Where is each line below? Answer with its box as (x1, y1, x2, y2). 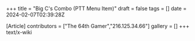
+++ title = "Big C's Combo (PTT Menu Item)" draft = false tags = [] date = (6, 5, 187, 12)
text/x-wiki (6, 29, 32, 36)
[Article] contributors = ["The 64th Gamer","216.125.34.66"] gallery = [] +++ (6, 23, 190, 29)
